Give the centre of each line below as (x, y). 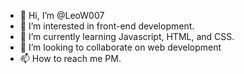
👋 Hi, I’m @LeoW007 (62, 15)
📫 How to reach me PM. (70, 58)
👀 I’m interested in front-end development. (107, 26)
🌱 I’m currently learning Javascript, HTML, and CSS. (127, 36)
